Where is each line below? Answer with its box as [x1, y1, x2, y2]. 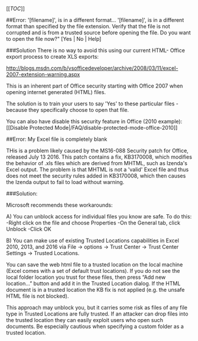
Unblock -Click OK [6, 226, 51, 233]
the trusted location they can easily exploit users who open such [6, 317, 164, 323]
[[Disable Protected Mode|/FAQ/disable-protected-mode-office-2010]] [6, 124, 178, 131]
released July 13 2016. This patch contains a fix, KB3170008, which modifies [6, 153, 192, 160]
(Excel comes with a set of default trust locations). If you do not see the [6, 268, 180, 274]
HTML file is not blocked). [6, 292, 69, 300]
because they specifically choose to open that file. [6, 107, 129, 113]
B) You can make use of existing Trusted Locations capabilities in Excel [6, 237, 179, 244]
